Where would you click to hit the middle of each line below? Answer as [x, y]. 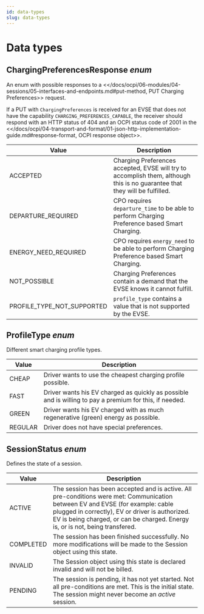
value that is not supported [151, 306]
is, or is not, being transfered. [94, 527]
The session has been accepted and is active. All [122, 489]
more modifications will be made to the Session [120, 544]
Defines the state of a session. [44, 464]
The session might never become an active [114, 595]
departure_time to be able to [154, 208]
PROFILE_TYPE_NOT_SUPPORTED [58, 306]
